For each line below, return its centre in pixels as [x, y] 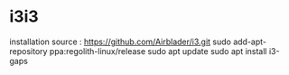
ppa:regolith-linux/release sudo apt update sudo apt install [158, 51]
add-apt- [250, 42]
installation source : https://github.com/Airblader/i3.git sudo [121, 42]
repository [28, 51]
